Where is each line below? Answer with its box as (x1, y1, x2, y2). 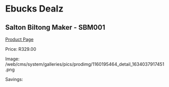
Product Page (5, 36, 34, 42)
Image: (5, 56, 20, 62)
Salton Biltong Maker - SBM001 (5, 23, 105, 32)
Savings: (5, 76, 24, 82)
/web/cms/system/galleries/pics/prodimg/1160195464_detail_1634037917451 (5, 61, 164, 67)
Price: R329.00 (5, 46, 36, 52)
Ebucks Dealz (5, 3, 64, 15)
